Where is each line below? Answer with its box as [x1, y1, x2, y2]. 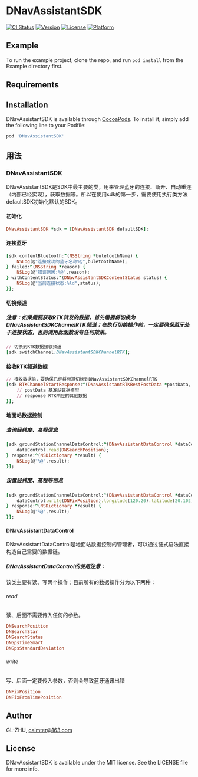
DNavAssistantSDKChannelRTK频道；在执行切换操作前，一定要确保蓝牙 [6, 322, 184, 329]
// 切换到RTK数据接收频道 [6, 344, 62, 350]
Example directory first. [6, 63, 63, 70]
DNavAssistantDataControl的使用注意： [6, 562, 106, 570]
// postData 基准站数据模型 [16, 388, 80, 394]
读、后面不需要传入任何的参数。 [6, 612, 84, 619]
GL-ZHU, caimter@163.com [6, 726, 72, 733]
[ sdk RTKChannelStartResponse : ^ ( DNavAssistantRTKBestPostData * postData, [6, 382, 192, 388]
